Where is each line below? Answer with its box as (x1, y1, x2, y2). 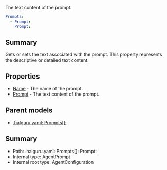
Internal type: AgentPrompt (12, 154, 70, 160)
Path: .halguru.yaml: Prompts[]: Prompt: (12, 148, 97, 154)
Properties (5, 72, 40, 81)
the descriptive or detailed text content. (5, 57, 89, 63)
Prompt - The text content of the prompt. (12, 91, 100, 97)
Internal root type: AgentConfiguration (12, 159, 94, 165)
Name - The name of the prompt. (12, 86, 83, 92)
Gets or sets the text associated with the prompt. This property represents (5, 51, 162, 58)
